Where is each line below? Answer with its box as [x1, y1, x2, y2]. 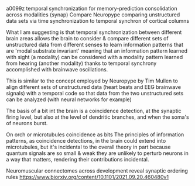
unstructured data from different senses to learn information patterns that [6, 41, 183, 48]
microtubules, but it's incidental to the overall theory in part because [6, 143, 171, 150]
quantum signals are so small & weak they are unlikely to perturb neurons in [6, 150, 189, 157]
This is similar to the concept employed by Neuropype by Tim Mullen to [6, 77, 179, 84]
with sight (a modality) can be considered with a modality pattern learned [6, 54, 183, 60]
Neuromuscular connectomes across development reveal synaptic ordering [6, 167, 189, 174]
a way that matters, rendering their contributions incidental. [6, 156, 149, 163]
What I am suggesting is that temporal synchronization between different [6, 29, 182, 36]
